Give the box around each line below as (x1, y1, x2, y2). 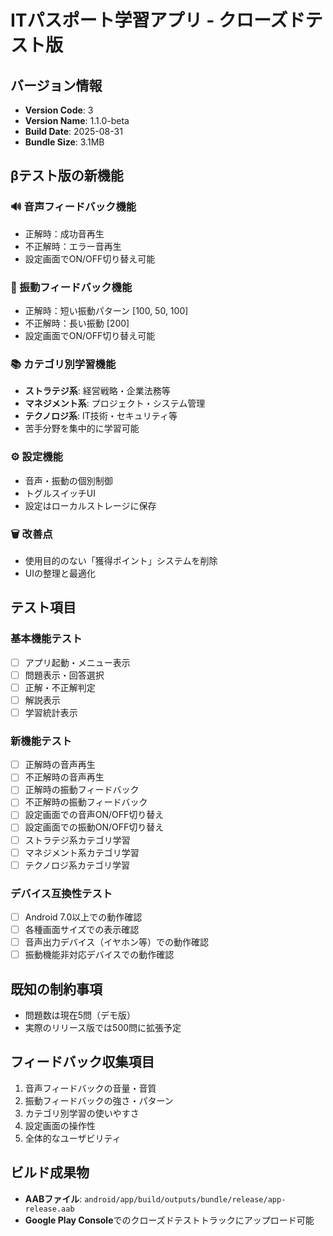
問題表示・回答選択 (24, 669, 105, 681)
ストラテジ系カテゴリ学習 (24, 834, 131, 846)
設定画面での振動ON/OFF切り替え (24, 821, 165, 833)
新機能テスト (10, 734, 73, 748)
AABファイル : (24, 1192, 83, 1205)
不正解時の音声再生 (24, 771, 105, 783)
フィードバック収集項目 (10, 1054, 155, 1071)
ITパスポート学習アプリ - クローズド (10, 9, 306, 32)
